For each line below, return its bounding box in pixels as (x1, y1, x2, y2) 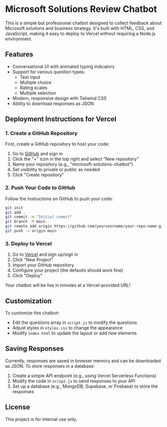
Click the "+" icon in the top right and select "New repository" (12, 156, 139, 162)
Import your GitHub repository (12, 262, 75, 268)
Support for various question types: (12, 69, 85, 75)
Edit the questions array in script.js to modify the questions (12, 320, 137, 325)
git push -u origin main (5, 228, 57, 233)
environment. (5, 36, 32, 42)
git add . (5, 210, 26, 215)
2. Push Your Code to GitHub (5, 184, 76, 191)
